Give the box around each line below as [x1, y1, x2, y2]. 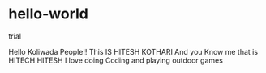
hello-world [8, 5, 89, 23]
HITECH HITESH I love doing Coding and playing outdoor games [8, 55, 223, 65]
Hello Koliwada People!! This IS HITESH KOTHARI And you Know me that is [8, 47, 258, 56]
